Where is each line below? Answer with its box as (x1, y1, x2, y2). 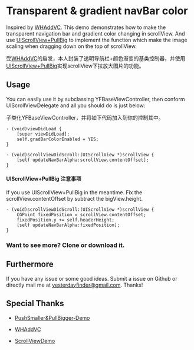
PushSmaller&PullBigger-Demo (14, 314, 90, 321)
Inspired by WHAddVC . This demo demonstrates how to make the (6, 24, 166, 31)
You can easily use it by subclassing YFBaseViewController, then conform (6, 95, 185, 102)
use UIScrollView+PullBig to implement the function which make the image (6, 36, 188, 43)
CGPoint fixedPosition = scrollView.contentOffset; (17, 211, 146, 217)
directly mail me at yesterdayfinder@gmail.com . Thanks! (6, 281, 143, 288)
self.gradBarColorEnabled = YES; (17, 136, 99, 142)
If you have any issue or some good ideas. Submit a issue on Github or (6, 275, 178, 282)
